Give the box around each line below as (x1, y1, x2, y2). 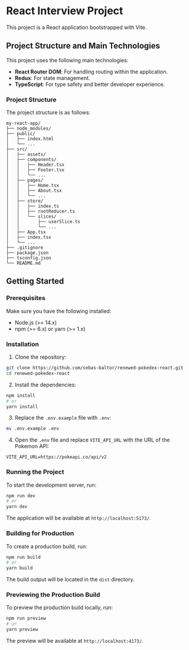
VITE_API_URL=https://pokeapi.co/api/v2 (6, 454, 107, 460)
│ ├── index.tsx (6, 234, 51, 240)
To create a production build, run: (6, 543, 87, 550)
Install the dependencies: (14, 381, 77, 388)
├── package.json (6, 250, 49, 256)
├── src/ (6, 146, 28, 152)
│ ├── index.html (6, 136, 54, 142)
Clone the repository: (14, 353, 67, 361)
